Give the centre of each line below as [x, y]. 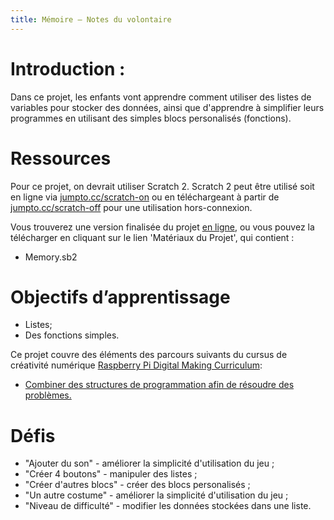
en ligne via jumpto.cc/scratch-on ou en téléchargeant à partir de [145, 197]
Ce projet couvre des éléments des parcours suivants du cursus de [149, 355]
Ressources [61, 158]
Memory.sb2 [51, 257]
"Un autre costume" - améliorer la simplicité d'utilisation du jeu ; [156, 495]
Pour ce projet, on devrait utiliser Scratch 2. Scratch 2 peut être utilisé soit [162, 186]
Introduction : [68, 68]
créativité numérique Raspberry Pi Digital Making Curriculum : [136, 365]
